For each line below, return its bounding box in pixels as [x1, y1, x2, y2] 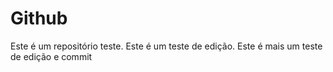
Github [10, 7, 68, 30]
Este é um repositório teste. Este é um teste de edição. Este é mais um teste [10, 40, 323, 52]
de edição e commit [10, 50, 93, 62]
